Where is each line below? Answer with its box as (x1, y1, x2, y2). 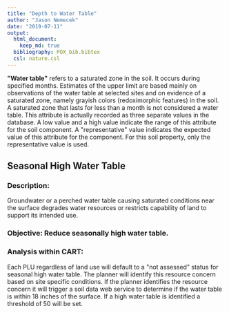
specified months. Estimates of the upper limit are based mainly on (7, 81, 197, 90)
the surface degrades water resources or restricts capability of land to (7, 204, 207, 212)
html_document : (13, 36, 57, 43)
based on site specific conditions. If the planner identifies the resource (7, 277, 208, 285)
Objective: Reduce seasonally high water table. (7, 229, 169, 238)
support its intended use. (7, 211, 79, 220)
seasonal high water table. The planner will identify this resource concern (7, 270, 216, 278)
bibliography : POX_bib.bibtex (13, 49, 100, 56)
